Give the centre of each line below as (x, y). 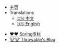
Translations (22, 13)
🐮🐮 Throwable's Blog (32, 39)
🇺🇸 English (28, 24)
